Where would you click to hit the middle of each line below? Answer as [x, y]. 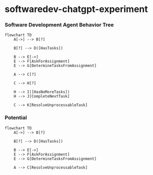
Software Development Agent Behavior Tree [59, 25]
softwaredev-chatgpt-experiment [76, 9]
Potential [16, 117]
